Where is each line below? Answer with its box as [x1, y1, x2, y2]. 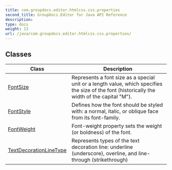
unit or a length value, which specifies [71, 80, 163, 87]
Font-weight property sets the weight [71, 122, 162, 129]
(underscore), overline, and [71, 150, 137, 157]
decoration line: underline [71, 143, 133, 151]
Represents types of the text [71, 137, 140, 144]
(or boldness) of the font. [71, 129, 132, 136]
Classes [5, 50, 32, 59]
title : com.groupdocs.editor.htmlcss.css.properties [5, 7, 120, 13]
